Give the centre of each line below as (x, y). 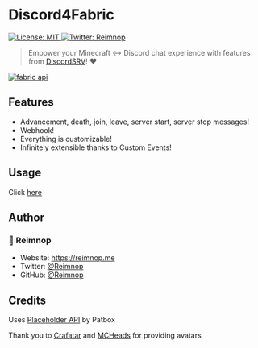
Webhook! (37, 130)
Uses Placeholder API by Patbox (62, 320)
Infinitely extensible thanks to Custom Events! (96, 147)
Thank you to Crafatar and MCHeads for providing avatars (105, 335)
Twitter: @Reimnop (52, 267)
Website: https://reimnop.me (67, 258)
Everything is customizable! (66, 139)
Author (26, 217)
